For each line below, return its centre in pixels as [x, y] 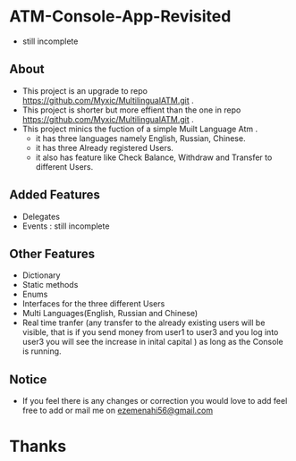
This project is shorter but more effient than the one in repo [131, 110]
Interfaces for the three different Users [93, 304]
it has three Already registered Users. [105, 147]
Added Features [55, 195]
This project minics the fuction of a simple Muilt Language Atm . [140, 129]
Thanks [38, 446]
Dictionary [41, 275]
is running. [42, 351]
